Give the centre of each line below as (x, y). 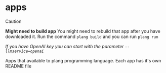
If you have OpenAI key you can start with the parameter (65, 46)
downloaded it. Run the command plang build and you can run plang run (82, 36)
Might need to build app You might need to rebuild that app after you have (83, 31)
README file (18, 66)
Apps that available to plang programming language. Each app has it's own (83, 60)
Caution (13, 21)
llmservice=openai (25, 51)
